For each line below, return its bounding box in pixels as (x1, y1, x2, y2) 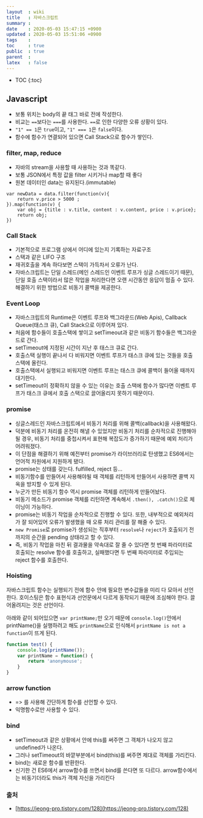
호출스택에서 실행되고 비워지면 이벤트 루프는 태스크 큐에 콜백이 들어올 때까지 (15, 367, 195, 374)
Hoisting (6, 571, 32, 580)
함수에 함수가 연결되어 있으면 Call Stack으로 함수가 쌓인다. (15, 133, 153, 141)
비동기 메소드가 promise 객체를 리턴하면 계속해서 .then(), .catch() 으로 (15, 495, 188, 503)
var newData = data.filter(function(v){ (6, 190, 110, 197)
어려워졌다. (15, 442, 42, 449)
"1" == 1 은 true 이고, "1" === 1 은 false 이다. (15, 126, 123, 133)
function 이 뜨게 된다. (6, 629, 58, 637)
